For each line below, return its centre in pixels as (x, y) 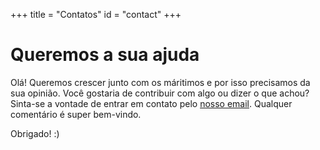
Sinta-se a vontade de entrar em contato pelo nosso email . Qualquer (151, 103)
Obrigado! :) (35, 133)
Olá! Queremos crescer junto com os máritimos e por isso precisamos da (160, 82)
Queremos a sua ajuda (105, 55)
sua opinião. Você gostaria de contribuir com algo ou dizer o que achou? (160, 93)
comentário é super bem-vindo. (76, 114)
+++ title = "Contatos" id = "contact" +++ (96, 14)
